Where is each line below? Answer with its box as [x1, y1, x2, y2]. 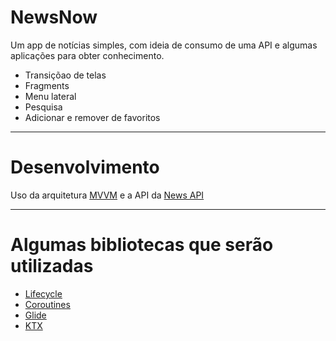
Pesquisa [24, 101, 63, 113]
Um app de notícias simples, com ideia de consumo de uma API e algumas [10, 39, 318, 51]
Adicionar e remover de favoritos [24, 111, 161, 123]
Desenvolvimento [10, 156, 160, 179]
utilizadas [10, 255, 94, 278]
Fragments [24, 79, 70, 91]
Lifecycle [24, 287, 63, 300]
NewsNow [10, 6, 98, 29]
